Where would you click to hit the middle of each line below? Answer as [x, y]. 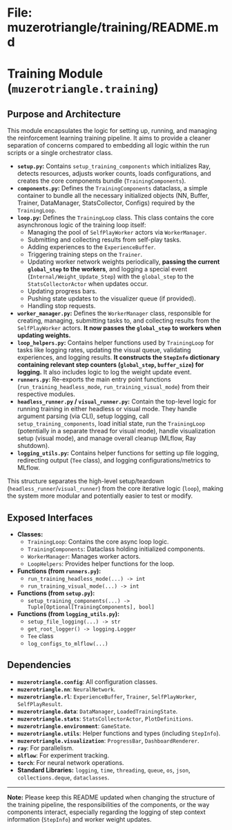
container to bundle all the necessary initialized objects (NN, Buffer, [113, 196]
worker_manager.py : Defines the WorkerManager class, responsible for [114, 314]
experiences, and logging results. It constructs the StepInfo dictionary [118, 357]
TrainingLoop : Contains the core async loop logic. [98, 542]
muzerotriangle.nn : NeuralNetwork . [66, 689]
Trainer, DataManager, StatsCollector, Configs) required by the [106, 203]
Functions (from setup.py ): [56, 593]
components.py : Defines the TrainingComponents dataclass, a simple [112, 188]
